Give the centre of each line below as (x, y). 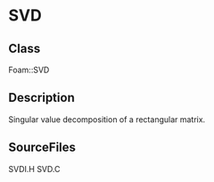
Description (41, 98)
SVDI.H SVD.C (34, 169)
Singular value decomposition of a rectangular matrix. (107, 119)
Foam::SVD (29, 70)
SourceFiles (42, 148)
